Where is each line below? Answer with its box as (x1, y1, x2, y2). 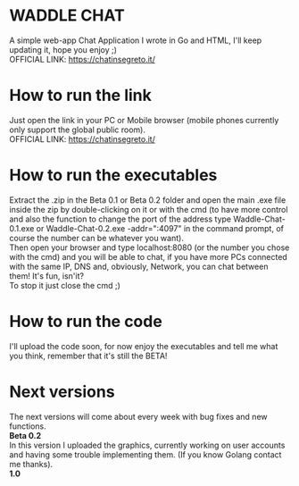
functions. (9, 421, 46, 432)
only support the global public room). (9, 124, 145, 135)
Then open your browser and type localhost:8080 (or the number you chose (9, 242, 290, 253)
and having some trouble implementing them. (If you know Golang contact (9, 448, 282, 460)
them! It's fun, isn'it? (9, 270, 85, 281)
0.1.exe (9, 222, 35, 233)
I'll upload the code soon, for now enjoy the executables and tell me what (9, 340, 278, 351)
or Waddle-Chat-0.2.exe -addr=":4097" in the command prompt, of (36, 222, 284, 233)
